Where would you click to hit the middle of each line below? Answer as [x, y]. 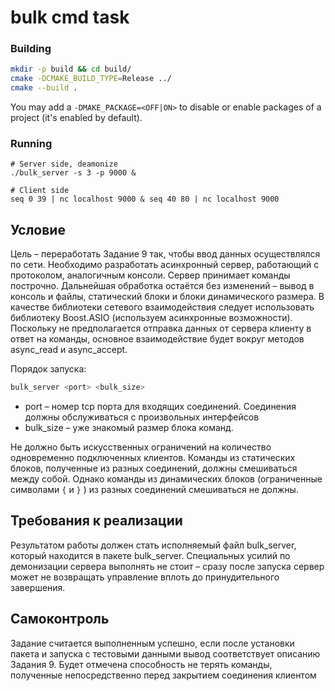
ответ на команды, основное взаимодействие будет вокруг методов [157, 339]
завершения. [38, 587]
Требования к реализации [96, 521]
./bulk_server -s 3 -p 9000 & [73, 173]
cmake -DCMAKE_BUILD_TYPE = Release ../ [91, 79]
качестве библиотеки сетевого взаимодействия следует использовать [162, 307]
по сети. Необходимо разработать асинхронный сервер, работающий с [165, 265]
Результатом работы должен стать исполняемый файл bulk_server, [153, 545]
